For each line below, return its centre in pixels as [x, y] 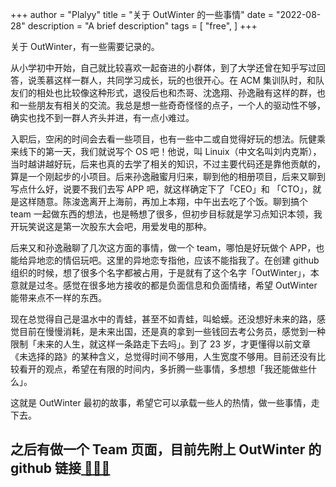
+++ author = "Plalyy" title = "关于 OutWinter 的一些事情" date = [142, 14]
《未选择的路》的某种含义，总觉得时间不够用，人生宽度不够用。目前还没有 [163, 356]
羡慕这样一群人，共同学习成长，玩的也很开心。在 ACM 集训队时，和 [176, 80]
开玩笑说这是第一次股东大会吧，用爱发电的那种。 [111, 226]
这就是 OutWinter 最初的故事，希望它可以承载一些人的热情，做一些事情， [161, 402]
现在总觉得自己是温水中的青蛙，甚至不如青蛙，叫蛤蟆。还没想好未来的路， [163, 319]
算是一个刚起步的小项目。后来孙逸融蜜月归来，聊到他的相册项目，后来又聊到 [168, 176]
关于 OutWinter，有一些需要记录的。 [85, 46]
